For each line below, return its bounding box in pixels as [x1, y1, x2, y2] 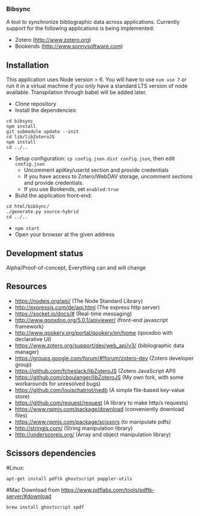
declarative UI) [14, 335, 51, 342]
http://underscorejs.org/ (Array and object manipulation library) [14, 430, 171, 438]
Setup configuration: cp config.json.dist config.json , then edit [14, 155, 175, 162]
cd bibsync [6, 119, 34, 125]
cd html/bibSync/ [6, 204, 50, 210]
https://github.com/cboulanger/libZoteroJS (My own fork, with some [14, 374, 184, 381]
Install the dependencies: [14, 107, 78, 114]
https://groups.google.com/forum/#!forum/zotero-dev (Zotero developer [14, 354, 194, 362]
